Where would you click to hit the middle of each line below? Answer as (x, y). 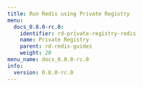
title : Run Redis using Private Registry (69, 14)
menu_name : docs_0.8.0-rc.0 (48, 60)
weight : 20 (36, 53)
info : (15, 66)
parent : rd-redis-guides (56, 46)
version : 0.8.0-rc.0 (43, 72)
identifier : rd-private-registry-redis (78, 33)
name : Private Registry (55, 40)
